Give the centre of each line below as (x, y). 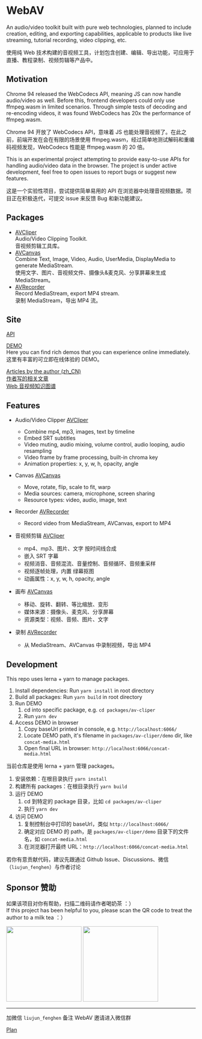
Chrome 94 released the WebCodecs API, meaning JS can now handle (94, 93)
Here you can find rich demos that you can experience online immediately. (98, 352)
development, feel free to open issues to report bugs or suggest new (91, 172)
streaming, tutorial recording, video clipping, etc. (66, 40)
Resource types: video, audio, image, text (75, 500)
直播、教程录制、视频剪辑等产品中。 (51, 60)
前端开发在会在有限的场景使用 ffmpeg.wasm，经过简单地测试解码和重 (103, 139)
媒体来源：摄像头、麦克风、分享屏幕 (69, 612)
